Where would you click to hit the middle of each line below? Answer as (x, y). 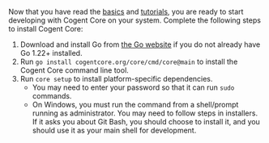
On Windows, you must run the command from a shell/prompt (135, 105)
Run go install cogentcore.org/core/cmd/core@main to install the (129, 61)
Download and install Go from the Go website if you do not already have (140, 44)
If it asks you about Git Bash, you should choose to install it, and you (146, 122)
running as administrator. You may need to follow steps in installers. (145, 113)
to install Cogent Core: (46, 29)
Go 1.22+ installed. (51, 53)
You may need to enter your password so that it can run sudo (133, 87)
